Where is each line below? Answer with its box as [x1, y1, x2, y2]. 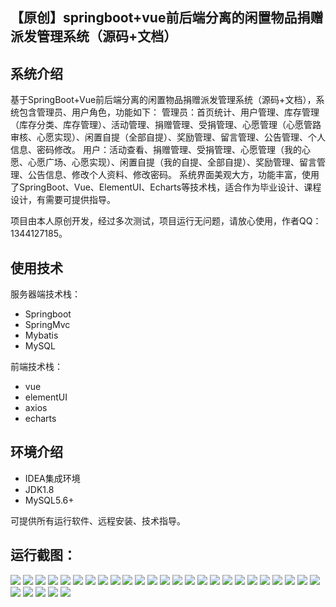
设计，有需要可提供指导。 [10, 194, 116, 206]
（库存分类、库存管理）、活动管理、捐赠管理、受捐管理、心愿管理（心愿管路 [10, 119, 322, 131]
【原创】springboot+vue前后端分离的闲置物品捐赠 [10, 9, 324, 27]
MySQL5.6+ [24, 494, 75, 506]
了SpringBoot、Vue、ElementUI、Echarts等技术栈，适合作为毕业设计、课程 [10, 181, 322, 193]
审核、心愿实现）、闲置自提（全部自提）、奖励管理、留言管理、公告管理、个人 [10, 131, 326, 143]
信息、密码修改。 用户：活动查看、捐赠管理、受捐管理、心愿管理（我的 [10, 144, 302, 156]
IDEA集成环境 [24, 472, 81, 484]
